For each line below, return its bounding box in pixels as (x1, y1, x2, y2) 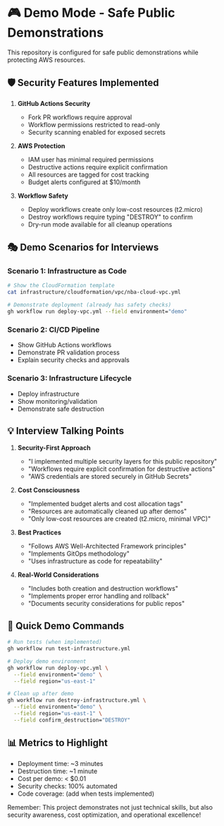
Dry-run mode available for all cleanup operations (27, 220, 173, 229)
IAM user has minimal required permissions (27, 155, 154, 164)
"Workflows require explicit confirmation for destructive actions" (27, 465, 216, 473)
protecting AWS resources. (7, 55, 86, 64)
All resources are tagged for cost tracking (27, 170, 149, 179)
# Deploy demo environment (7, 657, 87, 665)
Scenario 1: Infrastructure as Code (7, 266, 127, 276)
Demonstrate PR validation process (17, 348, 120, 357)
